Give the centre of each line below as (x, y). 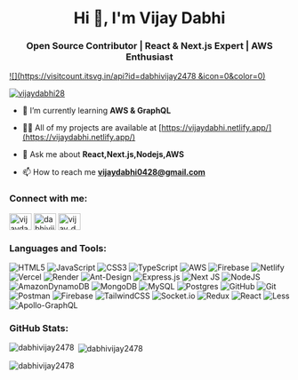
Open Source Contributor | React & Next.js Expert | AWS (149, 46)
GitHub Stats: (39, 328)
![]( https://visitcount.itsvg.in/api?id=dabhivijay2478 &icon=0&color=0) (137, 76)
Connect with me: (48, 199)
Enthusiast (149, 57)
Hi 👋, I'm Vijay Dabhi (149, 18)
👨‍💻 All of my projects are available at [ (92, 128)
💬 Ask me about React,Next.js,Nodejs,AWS (103, 154)
